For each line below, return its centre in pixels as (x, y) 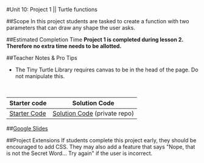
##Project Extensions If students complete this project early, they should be (101, 140)
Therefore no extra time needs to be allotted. (64, 46)
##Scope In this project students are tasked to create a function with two (98, 21)
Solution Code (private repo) (93, 113)
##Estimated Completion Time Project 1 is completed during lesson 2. (95, 39)
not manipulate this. (40, 76)
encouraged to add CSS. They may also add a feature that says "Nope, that (101, 147)
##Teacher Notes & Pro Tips (42, 58)
